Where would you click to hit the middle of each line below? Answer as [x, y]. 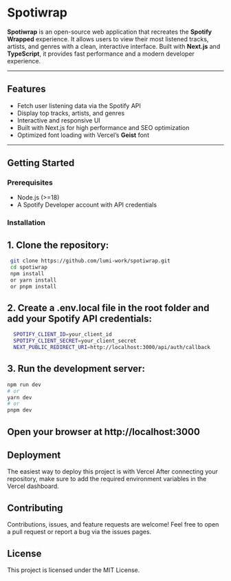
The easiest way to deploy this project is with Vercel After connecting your [112, 472]
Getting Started [41, 163]
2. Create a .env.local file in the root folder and [108, 308]
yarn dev [20, 397]
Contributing [35, 508]
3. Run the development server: [76, 369]
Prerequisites [30, 182]
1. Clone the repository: [58, 245]
